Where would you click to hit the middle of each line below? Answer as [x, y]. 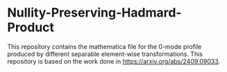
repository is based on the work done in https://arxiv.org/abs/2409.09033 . [114, 61]
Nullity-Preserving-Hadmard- [94, 13]
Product [31, 27]
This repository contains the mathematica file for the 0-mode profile [104, 46]
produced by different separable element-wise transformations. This [105, 54]
